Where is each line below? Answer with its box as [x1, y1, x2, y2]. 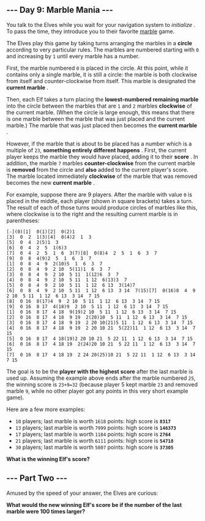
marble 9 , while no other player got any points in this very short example [6, 387, 188, 394]
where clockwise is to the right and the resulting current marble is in [6, 210, 179, 218]
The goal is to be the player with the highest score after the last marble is [6, 368, 193, 375]
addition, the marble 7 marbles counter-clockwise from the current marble [6, 159, 196, 167]
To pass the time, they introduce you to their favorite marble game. [6, 28, 175, 35]
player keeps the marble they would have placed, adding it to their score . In [6, 153, 199, 160]
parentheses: [6, 216, 40, 224]
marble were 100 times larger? [6, 508, 86, 515]
